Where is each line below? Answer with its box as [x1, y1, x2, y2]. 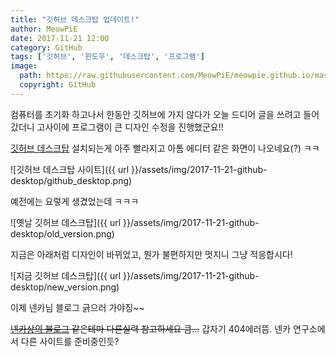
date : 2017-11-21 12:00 [10, 33, 110, 43]
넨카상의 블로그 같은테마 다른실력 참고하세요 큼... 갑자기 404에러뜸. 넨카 [10, 322, 292, 335]
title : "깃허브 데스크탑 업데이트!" [10, 14, 140, 25]
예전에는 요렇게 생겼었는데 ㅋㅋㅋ [10, 195, 140, 207]
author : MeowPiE [10, 24, 78, 34]
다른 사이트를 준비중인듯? [20, 335, 120, 347]
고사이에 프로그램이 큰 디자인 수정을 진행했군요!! [36, 121, 224, 133]
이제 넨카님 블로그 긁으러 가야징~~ [10, 301, 145, 313]
